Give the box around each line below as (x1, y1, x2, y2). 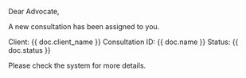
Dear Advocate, (8, 7, 60, 16)
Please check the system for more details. (8, 61, 146, 70)
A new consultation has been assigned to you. (8, 22, 160, 31)
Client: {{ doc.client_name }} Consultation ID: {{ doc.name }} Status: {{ (8, 37, 239, 46)
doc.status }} (8, 46, 52, 54)
